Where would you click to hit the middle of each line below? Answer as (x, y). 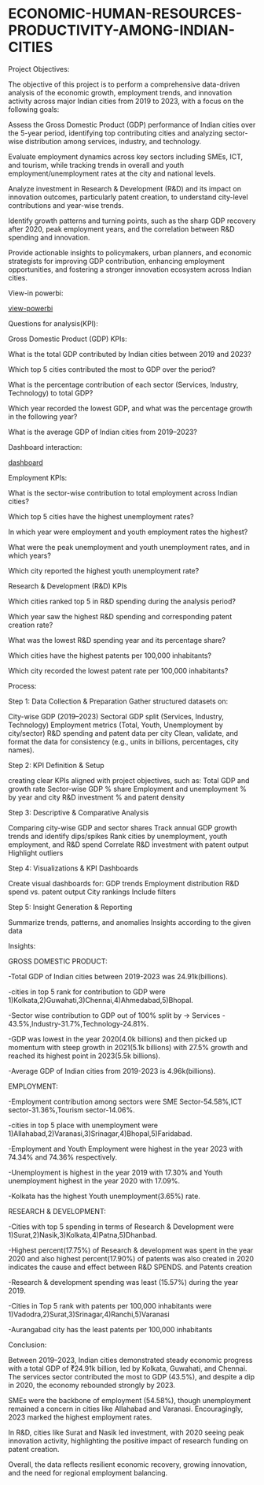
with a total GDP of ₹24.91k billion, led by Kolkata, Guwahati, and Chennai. (128, 1368)
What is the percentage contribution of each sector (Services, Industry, (123, 384)
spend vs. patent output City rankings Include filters (92, 892)
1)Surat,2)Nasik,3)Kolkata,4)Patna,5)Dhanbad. (83, 1234)
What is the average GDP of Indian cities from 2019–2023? (103, 432)
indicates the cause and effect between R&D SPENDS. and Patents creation (130, 1267)
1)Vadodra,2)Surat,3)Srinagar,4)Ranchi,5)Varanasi (89, 1314)
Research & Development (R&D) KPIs (68, 586)
